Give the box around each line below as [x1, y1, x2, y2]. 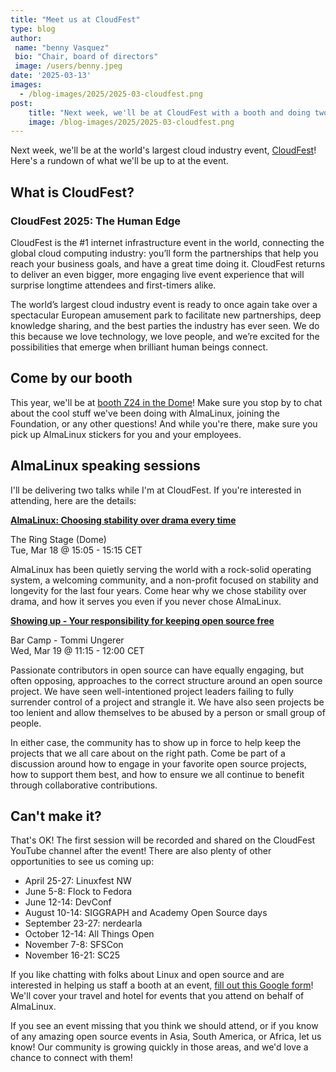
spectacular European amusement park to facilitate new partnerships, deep [10, 309, 322, 321]
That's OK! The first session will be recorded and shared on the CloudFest [10, 834, 316, 846]
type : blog [10, 24, 56, 34]
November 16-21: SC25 [24, 949, 121, 961]
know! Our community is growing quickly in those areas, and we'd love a [10, 1041, 309, 1053]
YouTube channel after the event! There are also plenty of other [10, 845, 272, 857]
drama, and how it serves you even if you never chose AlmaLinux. [10, 595, 282, 607]
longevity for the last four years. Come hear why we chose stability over [10, 584, 307, 596]
